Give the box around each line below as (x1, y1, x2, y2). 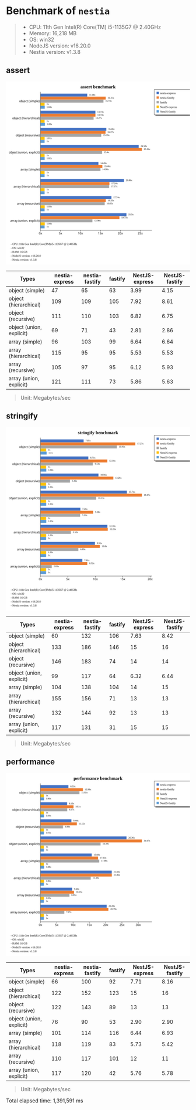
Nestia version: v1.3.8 (29, 48, 80, 55)
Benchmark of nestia (6, 4, 110, 18)
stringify (6, 411, 38, 421)
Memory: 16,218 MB (29, 29, 77, 36)
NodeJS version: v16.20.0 (29, 42, 91, 49)
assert (6, 66, 30, 76)
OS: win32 (29, 36, 54, 43)
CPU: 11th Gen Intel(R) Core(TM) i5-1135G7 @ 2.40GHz (29, 23, 162, 30)
